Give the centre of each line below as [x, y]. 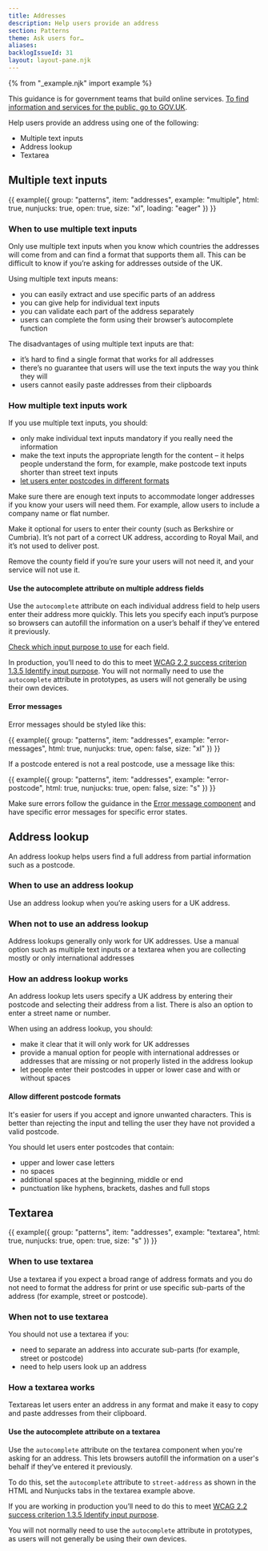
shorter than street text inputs [69, 472]
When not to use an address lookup [79, 924]
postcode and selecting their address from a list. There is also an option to [131, 1004]
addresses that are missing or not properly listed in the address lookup [136, 1061]
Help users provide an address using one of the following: [104, 122]
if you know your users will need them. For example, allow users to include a [134, 505]
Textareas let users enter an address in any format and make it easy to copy [133, 1405]
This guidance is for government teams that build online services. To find [129, 98]
